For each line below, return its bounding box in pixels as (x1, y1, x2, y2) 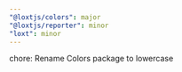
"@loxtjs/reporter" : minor (9, 21, 109, 30)
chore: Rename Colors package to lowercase (9, 54, 174, 64)
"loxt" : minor (9, 29, 62, 38)
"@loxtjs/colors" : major (9, 12, 101, 22)
